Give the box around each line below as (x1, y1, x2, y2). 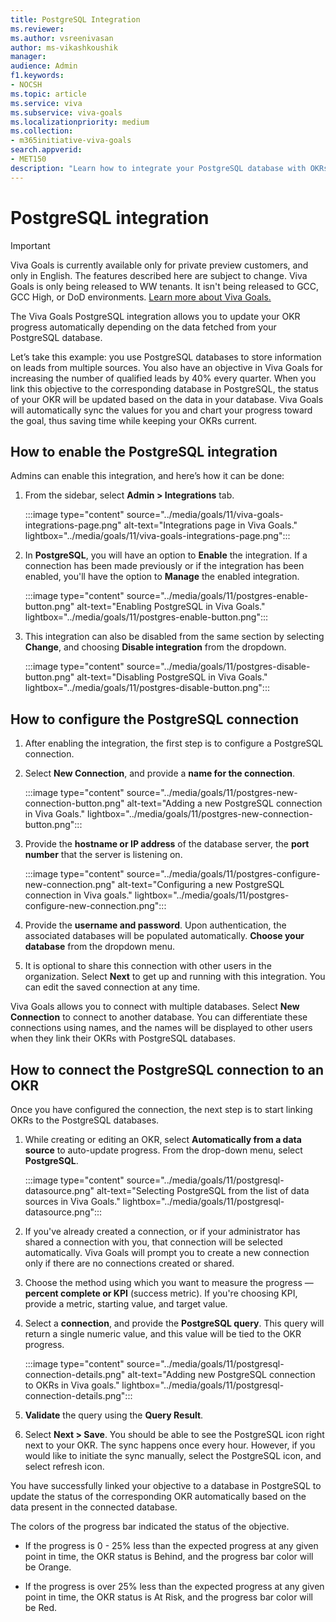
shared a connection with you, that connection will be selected (24, 1236, 283, 1248)
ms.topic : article (10, 89, 87, 99)
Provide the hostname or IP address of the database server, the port (24, 838, 310, 850)
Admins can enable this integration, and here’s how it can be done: (10, 470, 285, 482)
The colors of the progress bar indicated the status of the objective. (10, 1521, 290, 1532)
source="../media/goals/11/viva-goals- (126, 509, 284, 521)
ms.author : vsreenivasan (10, 33, 114, 43)
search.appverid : (10, 145, 83, 155)
